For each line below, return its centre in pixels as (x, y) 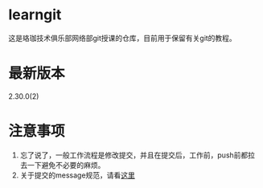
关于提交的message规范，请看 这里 (77, 175)
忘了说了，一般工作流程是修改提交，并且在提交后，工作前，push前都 (134, 155)
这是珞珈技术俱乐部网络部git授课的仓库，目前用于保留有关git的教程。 (123, 38)
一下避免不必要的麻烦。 (66, 165)
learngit (35, 15)
